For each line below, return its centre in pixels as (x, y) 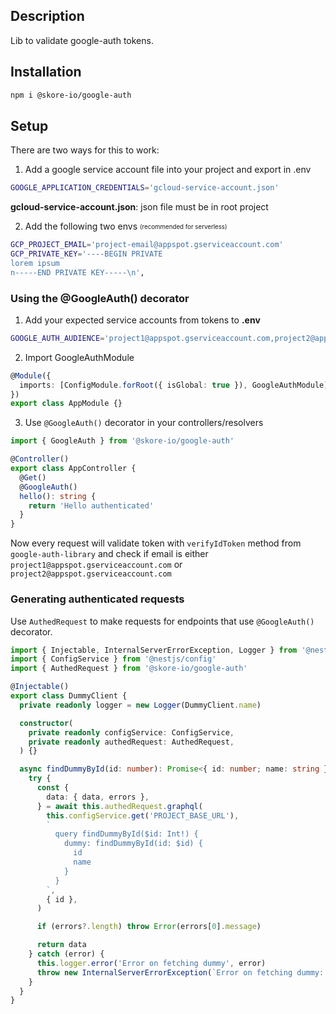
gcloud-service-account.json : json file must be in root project (139, 207)
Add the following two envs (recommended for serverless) (126, 226)
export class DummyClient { (69, 696)
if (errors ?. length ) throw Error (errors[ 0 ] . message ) (149, 927)
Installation (46, 72)
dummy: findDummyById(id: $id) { (133, 844)
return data (61, 945)
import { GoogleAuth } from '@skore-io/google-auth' (122, 441)
